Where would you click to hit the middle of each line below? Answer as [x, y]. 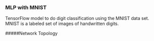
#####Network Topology [31, 33]
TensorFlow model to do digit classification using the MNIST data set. [77, 18]
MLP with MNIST [26, 7]
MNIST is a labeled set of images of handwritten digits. [62, 23]
